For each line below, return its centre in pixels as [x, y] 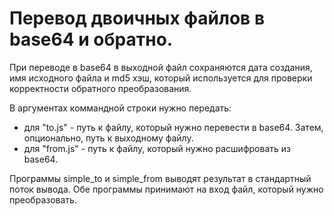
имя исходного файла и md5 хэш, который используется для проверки [161, 78]
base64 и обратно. [91, 39]
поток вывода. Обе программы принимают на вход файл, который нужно [166, 189]
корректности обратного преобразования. [100, 88]
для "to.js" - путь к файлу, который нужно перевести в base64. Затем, [173, 127]
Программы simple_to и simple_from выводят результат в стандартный [160, 178]
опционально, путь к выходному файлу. [108, 138]
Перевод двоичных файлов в [137, 18]
